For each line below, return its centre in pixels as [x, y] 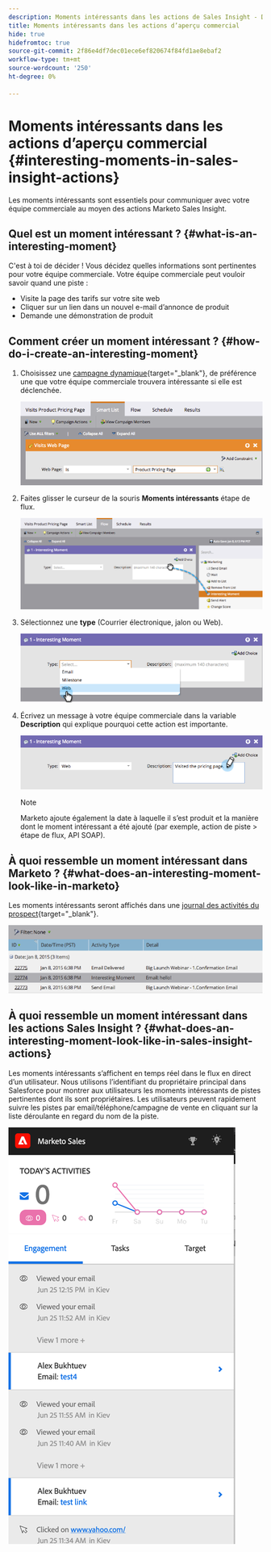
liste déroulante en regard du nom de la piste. [84, 1116]
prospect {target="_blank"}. [54, 914]
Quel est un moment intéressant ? [95, 234]
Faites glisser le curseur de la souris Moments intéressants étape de [135, 498]
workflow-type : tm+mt [45, 60]
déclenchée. [41, 391]
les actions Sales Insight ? [75, 1029]
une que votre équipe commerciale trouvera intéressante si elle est [131, 382]
